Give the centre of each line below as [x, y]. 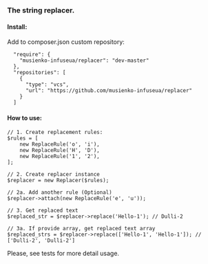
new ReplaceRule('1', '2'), [60, 157]
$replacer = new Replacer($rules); [58, 181]
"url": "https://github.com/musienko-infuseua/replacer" [109, 91]
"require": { [32, 55]
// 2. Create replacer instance [53, 175]
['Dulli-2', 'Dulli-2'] [41, 241]
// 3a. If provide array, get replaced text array [81, 229]
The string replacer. [41, 10]
